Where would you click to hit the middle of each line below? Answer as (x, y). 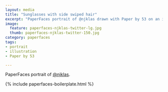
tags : (11, 42)
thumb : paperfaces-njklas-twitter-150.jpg (54, 33)
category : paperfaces (28, 38)
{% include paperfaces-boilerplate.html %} (49, 84)
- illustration (21, 51)
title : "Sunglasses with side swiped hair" (51, 14)
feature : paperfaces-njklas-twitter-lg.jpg (55, 28)
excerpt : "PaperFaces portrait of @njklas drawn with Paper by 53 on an (82, 19)
